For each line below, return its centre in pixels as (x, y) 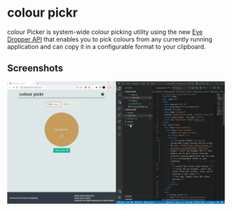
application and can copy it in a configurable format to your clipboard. (106, 46)
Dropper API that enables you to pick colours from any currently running (110, 39)
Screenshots (35, 68)
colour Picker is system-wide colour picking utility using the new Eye (105, 32)
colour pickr (42, 13)
